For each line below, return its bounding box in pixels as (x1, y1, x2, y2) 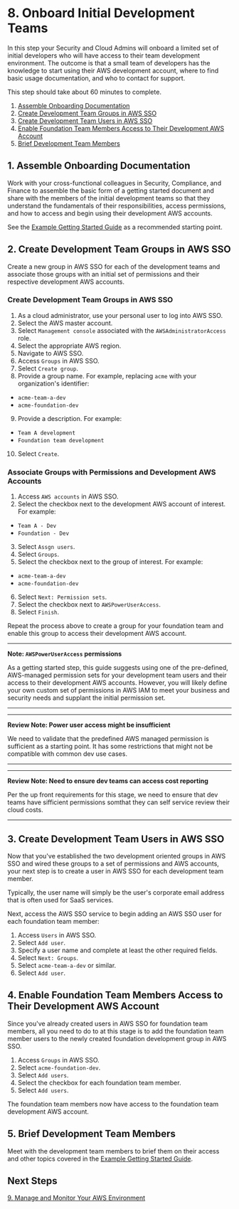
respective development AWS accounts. (7, 277, 125, 286)
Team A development (17, 429, 76, 437)
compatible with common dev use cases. (7, 750, 128, 758)
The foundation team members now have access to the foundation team (7, 1099, 219, 1108)
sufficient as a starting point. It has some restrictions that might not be (7, 742, 213, 751)
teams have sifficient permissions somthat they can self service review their (7, 798, 230, 806)
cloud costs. (7, 806, 44, 814)
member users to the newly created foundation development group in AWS (7, 1034, 227, 1043)
